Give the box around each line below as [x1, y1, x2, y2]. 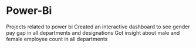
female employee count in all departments [6, 35, 108, 42]
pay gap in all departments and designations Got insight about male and [6, 29, 180, 36]
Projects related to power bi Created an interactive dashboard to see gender [6, 23, 190, 30]
